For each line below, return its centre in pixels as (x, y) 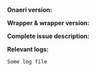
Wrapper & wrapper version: (48, 23)
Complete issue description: (48, 36)
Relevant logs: (28, 49)
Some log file (27, 62)
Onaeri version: (30, 10)
